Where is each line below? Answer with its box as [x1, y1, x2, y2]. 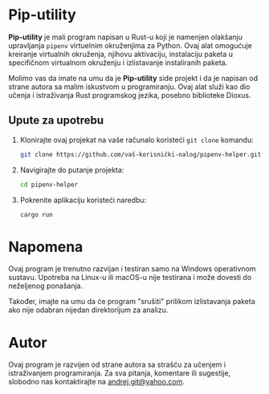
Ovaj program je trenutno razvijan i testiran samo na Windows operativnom [8, 264, 256, 274]
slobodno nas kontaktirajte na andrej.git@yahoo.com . [8, 377, 185, 387]
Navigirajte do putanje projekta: [19, 165, 124, 174]
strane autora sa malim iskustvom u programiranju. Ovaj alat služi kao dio [8, 82, 251, 91]
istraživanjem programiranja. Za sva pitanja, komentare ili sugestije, [8, 368, 231, 378]
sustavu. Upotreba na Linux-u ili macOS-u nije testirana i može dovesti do [8, 273, 252, 282]
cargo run [19, 210, 54, 218]
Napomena [8, 238, 84, 256]
